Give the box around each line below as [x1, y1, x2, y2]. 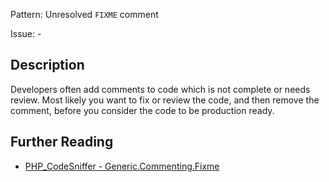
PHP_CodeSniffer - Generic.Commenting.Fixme [24, 160, 220, 172]
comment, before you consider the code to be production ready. [10, 104, 275, 116]
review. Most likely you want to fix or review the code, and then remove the [10, 94, 320, 106]
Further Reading [10, 134, 114, 151]
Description [10, 57, 85, 74]
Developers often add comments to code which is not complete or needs [10, 83, 311, 95]
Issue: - [10, 28, 42, 39]
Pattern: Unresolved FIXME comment [10, 9, 159, 20]
